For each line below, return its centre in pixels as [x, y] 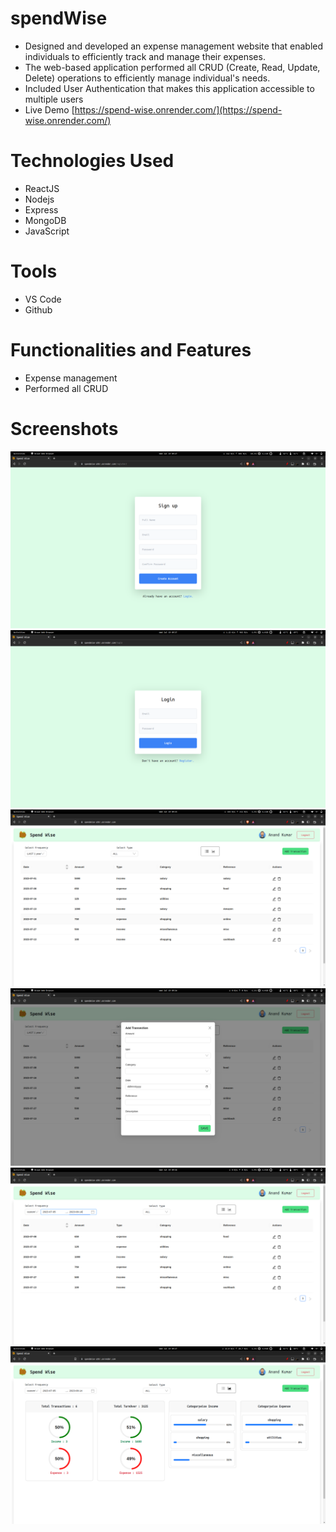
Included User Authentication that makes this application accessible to [169, 88]
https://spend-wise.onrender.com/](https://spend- [178, 109]
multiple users [54, 99]
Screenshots [64, 428]
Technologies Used [92, 161]
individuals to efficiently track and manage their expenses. [145, 56]
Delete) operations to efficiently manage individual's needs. [147, 78]
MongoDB [45, 220]
